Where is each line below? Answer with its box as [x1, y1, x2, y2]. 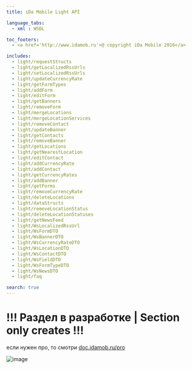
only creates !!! [6, 323, 84, 337]
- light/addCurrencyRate [12, 160, 75, 167]
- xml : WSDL [12, 26, 45, 32]
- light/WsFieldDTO [12, 257, 61, 263]
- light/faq [12, 274, 43, 280]
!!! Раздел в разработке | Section [6, 311, 180, 325]
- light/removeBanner [12, 138, 67, 144]
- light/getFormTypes [12, 81, 67, 88]
